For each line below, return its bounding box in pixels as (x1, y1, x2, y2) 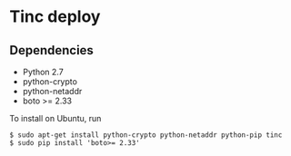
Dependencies (9, 43, 94, 58)
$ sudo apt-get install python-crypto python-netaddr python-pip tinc (9, 131, 283, 140)
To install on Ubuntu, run (9, 113, 102, 123)
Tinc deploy (9, 6, 101, 27)
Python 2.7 (22, 66, 64, 77)
